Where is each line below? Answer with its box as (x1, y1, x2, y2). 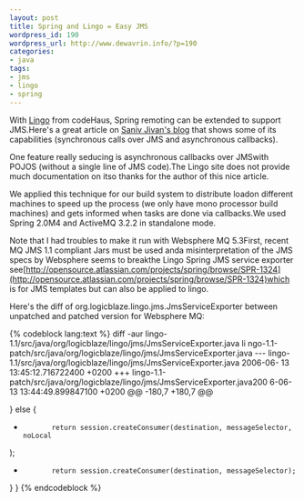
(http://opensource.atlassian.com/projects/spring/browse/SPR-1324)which (9, 274, 290, 285)
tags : (9, 65, 30, 74)
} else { (9, 404, 36, 415)
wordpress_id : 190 (9, 30, 79, 39)
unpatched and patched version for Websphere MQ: (9, 310, 205, 321)
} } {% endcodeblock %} (9, 482, 102, 493)
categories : (9, 47, 55, 56)
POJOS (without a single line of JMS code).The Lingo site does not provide (9, 161, 290, 172)
